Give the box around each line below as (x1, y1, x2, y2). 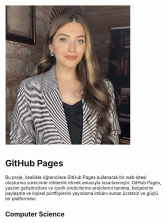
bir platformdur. (5, 195, 37, 201)
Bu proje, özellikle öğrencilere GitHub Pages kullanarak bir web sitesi (5, 174, 146, 180)
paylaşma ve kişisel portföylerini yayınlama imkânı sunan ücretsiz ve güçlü (5, 190, 158, 196)
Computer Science (5, 210, 65, 218)
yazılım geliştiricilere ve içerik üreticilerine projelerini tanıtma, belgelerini (5, 185, 153, 191)
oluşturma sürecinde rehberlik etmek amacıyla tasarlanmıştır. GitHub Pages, (5, 179, 161, 185)
